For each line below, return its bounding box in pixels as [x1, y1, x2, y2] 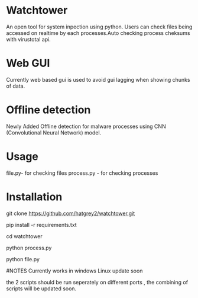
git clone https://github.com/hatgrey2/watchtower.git [6, 210, 135, 217]
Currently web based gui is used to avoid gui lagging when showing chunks [6, 76, 190, 83]
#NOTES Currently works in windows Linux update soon [6, 267, 143, 274]
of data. [6, 82, 25, 89]
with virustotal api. [6, 36, 51, 43]
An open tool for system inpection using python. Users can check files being [6, 23, 193, 30]
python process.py [6, 244, 52, 251]
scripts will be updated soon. [6, 285, 77, 292]
